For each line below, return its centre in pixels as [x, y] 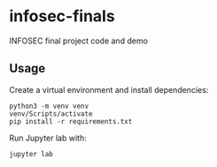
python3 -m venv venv [49, 106]
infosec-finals [62, 16]
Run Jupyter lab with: [48, 138]
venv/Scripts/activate [51, 114]
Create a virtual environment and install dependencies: [109, 89]
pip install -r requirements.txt [71, 121]
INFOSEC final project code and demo [79, 41]
